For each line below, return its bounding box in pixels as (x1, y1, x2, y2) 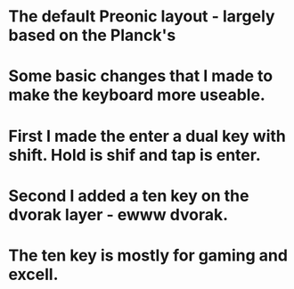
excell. (8, 264, 59, 285)
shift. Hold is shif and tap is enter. (8, 144, 262, 165)
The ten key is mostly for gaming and (8, 245, 289, 265)
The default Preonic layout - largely (8, 6, 275, 27)
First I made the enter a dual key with (8, 126, 286, 146)
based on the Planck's (8, 25, 176, 45)
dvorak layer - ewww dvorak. (8, 204, 229, 225)
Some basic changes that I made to (8, 66, 274, 87)
